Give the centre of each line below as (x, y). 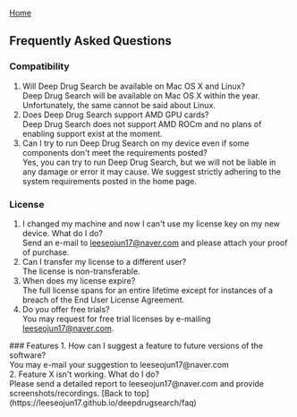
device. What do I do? (62, 233)
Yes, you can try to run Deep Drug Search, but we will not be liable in (149, 162)
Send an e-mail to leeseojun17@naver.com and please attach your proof (155, 243)
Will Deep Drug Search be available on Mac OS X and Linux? (134, 86)
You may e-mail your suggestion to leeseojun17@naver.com (119, 364)
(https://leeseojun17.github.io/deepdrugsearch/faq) (103, 403)
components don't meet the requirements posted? (115, 152)
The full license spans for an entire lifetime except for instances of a (148, 290)
